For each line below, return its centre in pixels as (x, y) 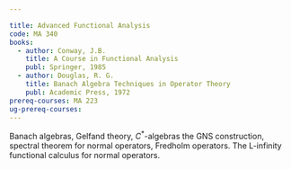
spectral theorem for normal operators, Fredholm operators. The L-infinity (145, 146)
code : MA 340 (34, 34)
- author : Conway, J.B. (62, 50)
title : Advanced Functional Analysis (80, 25)
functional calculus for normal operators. (84, 156)
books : (22, 42)
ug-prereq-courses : (46, 109)
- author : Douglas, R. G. (66, 76)
